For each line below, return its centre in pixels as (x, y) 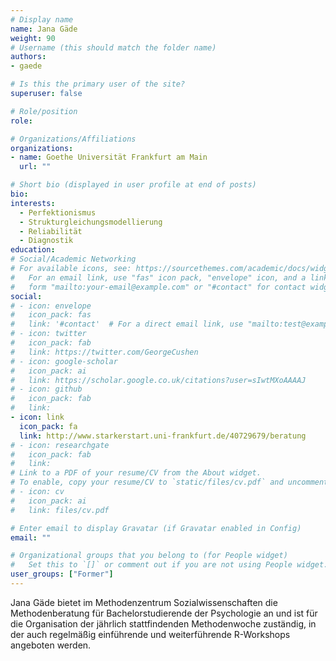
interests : (33, 203)
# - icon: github (46, 389)
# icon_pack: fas (51, 315)
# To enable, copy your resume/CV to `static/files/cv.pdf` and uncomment (169, 482)
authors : (28, 57)
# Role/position (44, 111)
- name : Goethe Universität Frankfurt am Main (109, 157)
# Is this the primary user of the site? (98, 84)
